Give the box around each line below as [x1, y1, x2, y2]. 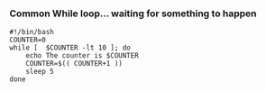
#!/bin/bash [9, 28, 54, 37]
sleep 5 [25, 67, 54, 77]
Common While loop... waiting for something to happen [9, 7, 257, 20]
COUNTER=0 [9, 35, 47, 45]
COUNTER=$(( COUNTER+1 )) [25, 59, 124, 68]
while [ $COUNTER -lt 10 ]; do [9, 43, 131, 52]
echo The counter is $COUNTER [25, 51, 140, 60]
